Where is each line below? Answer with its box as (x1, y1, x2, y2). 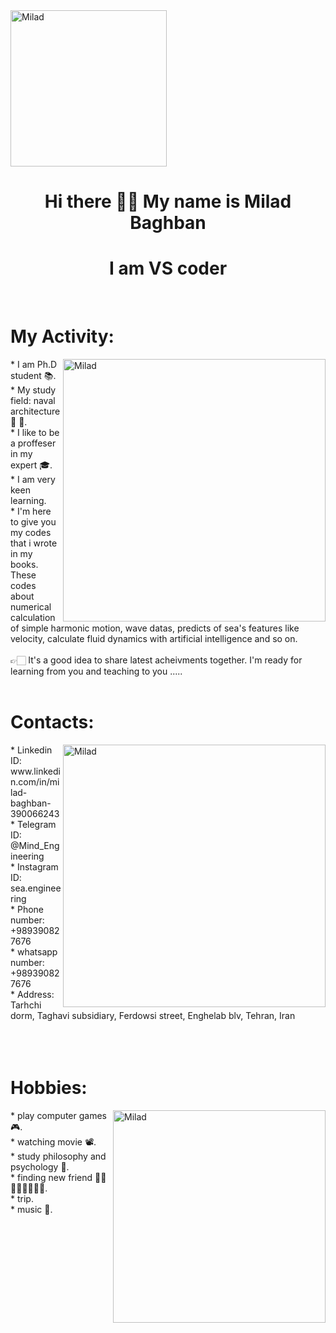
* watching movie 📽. (10, 1135, 97, 1148)
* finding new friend (10, 1171, 93, 1183)
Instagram (16, 861, 59, 873)
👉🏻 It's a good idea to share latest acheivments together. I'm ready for (10, 654, 303, 666)
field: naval (10, 395, 56, 407)
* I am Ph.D (10, 359, 58, 371)
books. (10, 559, 39, 571)
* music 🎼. (10, 1203, 53, 1215)
